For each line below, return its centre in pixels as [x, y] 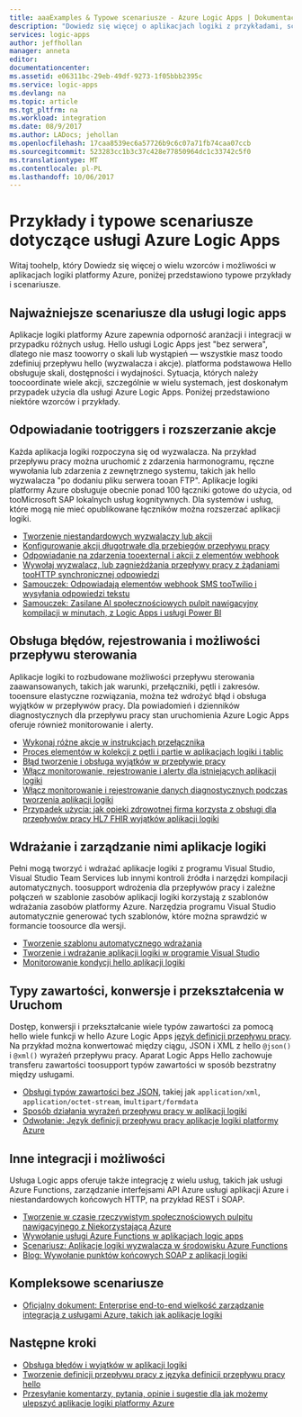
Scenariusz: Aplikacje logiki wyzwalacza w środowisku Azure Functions [155, 1246]
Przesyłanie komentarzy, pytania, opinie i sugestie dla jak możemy [145, 1394]
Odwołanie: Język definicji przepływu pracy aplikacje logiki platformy [150, 1121]
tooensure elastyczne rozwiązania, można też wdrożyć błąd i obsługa [138, 695]
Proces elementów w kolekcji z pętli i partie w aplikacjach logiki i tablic [153, 751]
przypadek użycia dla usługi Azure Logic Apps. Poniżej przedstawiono [140, 392]
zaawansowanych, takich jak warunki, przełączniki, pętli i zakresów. [135, 686]
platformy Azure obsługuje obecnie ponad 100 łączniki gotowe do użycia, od [151, 490]
